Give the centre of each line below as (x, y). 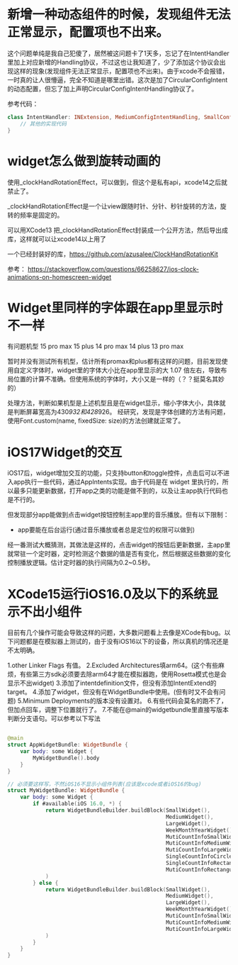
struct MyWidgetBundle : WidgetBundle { (66, 791)
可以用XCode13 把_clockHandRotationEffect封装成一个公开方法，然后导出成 (118, 230)
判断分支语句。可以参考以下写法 (54, 719)
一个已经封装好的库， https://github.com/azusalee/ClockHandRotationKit (113, 254)
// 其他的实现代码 (44, 124)
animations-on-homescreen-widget (59, 277)
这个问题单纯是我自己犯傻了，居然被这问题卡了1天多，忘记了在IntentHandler (119, 53)
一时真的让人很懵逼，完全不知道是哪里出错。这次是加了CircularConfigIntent (118, 79)
